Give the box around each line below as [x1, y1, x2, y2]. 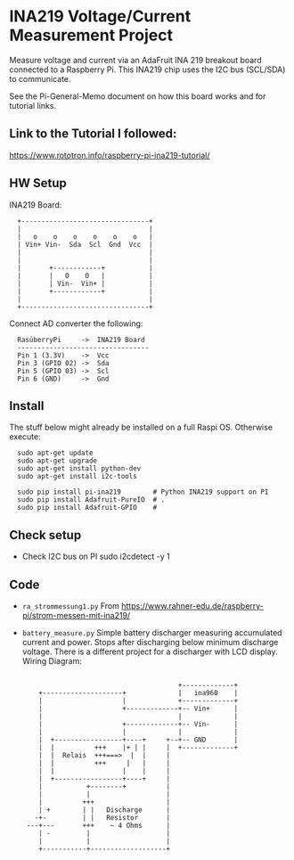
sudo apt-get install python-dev [17, 464, 142, 473]
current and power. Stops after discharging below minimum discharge [21, 637, 279, 647]
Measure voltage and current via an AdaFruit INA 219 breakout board [9, 54, 262, 65]
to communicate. [9, 73, 71, 84]
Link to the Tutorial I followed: [9, 127, 177, 142]
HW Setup [9, 176, 67, 191]
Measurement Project [9, 25, 174, 45]
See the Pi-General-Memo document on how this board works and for [9, 91, 266, 102]
